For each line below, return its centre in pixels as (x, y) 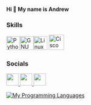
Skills (15, 25)
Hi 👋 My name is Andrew (38, 9)
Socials (17, 63)
